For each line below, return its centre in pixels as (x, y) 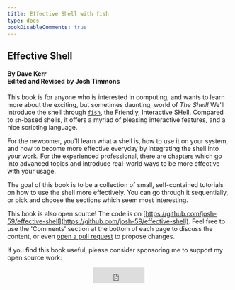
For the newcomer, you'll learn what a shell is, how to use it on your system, (118, 141)
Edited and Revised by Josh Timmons (64, 82)
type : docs (23, 21)
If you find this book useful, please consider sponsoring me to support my (115, 250)
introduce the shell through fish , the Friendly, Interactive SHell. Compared (116, 112)
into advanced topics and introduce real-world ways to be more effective (114, 163)
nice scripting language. (42, 127)
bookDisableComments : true (47, 27)
